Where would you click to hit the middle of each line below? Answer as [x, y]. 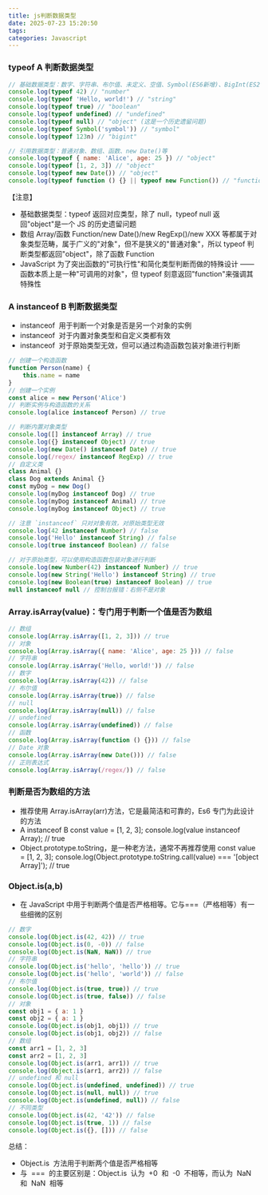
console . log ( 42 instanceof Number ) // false [83, 531]
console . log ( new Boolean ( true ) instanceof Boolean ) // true [110, 582]
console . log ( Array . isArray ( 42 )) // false [78, 681]
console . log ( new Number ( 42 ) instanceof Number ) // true [103, 568]
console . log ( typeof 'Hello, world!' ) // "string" [93, 100]
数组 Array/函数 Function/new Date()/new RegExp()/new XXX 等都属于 [135, 233]
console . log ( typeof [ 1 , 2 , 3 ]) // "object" [82, 166]
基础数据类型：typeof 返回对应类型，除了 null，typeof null [115, 213]
